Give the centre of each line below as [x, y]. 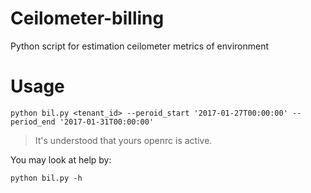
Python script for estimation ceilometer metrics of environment [140, 46]
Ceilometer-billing [87, 18]
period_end [33, 122]
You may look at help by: [61, 159]
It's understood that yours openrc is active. [123, 140]
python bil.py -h [46, 178]
